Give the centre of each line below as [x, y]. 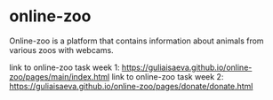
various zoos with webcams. [61, 50]
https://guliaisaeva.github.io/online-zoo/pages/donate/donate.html [131, 86]
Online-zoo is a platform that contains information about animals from [136, 41]
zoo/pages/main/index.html [60, 76]
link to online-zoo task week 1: [64, 67]
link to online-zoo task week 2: [168, 76]
